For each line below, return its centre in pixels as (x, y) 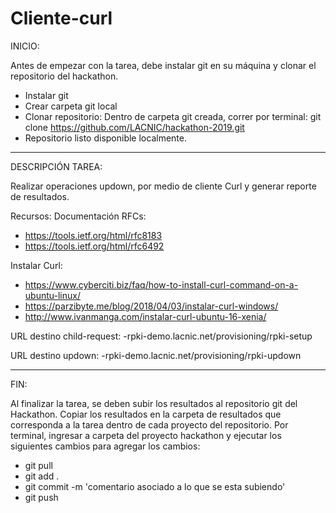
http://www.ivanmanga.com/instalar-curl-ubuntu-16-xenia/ (145, 316)
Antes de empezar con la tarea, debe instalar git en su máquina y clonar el (163, 65)
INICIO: (25, 46)
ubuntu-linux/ (52, 295)
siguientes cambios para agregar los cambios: (105, 446)
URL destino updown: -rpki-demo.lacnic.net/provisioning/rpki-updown (156, 355)
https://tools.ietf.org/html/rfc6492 (94, 246)
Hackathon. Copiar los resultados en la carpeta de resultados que (146, 414)
